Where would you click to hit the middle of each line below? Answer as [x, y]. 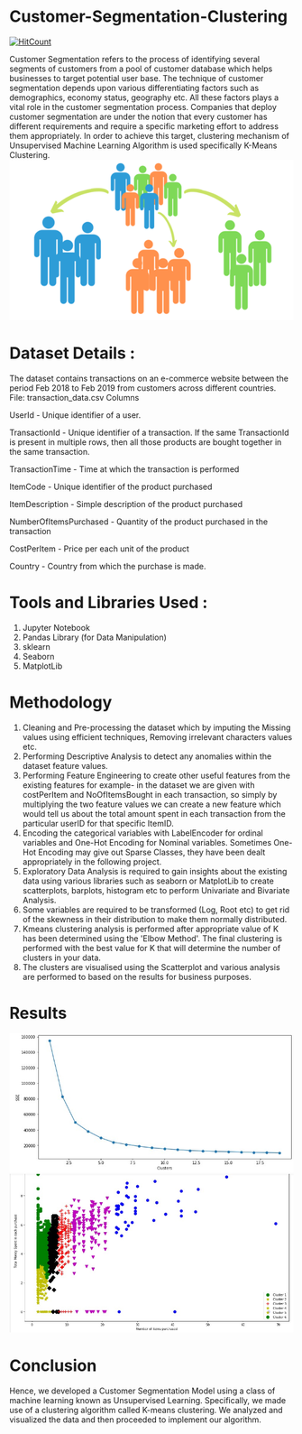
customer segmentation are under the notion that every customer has [138, 116]
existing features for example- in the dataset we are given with [138, 785]
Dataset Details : [72, 353]
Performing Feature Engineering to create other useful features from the [156, 775]
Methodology [61, 702]
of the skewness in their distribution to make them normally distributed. [155, 919]
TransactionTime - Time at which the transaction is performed [124, 469]
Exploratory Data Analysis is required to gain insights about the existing [155, 871]
